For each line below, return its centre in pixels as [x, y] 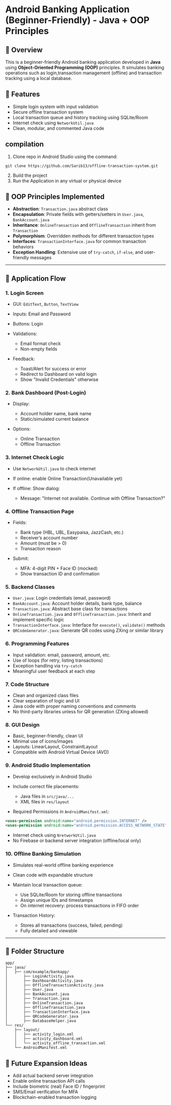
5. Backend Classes [30, 587]
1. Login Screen [25, 293]
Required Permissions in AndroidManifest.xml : [61, 812]
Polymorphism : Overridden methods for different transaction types [83, 236]
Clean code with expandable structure [53, 875]
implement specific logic [38, 619]
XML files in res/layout [45, 801]
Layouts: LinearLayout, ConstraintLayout [55, 747]
